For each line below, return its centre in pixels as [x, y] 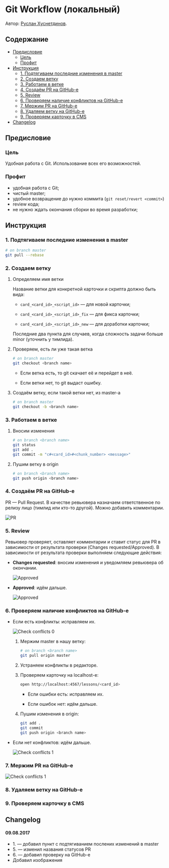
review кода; [26, 204]
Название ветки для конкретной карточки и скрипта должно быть [84, 289]
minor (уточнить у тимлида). [43, 339]
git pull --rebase [25, 255]
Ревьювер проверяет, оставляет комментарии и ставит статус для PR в [83, 542]
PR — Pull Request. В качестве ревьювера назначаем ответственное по [83, 502]
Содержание [27, 39]
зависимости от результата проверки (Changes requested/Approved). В [82, 547]
